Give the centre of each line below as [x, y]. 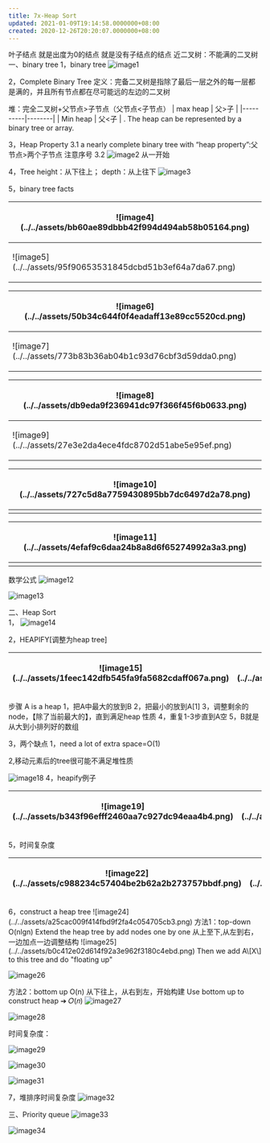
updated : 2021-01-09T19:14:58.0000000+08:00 [84, 23]
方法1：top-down [223, 922]
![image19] [123, 807]
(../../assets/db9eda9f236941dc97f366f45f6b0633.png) [135, 406]
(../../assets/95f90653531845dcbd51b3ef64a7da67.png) [124, 267]
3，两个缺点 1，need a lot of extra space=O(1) [84, 744]
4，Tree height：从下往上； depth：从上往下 [82, 172]
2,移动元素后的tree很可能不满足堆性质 [71, 761]
